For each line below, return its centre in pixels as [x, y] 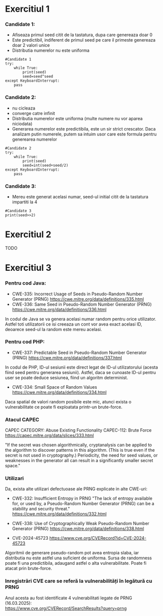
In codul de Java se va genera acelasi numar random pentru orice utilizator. [81, 319]
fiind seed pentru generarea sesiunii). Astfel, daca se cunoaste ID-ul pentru [81, 372]
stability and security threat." [41, 509]
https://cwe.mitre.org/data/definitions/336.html [59, 309]
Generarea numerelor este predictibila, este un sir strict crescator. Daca [84, 129]
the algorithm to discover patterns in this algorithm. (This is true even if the [80, 450]
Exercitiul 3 [28, 268]
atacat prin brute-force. [29, 569]
